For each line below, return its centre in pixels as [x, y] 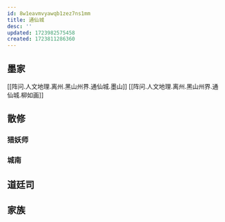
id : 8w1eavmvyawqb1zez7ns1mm [49, 13]
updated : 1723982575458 [41, 33]
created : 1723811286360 [41, 39]
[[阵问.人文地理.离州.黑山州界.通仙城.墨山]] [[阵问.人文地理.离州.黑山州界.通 [113, 86]
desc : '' [20, 26]
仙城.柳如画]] [25, 95]
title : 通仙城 [26, 20]
